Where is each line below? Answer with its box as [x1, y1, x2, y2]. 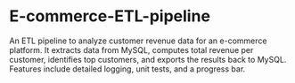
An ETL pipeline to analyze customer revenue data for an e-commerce [9, 35, 267, 46]
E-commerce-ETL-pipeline [9, 6, 211, 26]
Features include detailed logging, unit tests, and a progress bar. [9, 64, 246, 74]
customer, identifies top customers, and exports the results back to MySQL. [9, 54, 287, 64]
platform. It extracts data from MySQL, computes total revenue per [9, 44, 254, 55]
